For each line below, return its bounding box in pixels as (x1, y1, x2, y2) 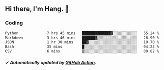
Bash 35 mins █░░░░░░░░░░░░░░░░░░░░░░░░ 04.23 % (5, 45, 160, 49)
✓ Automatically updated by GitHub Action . (5, 59, 97, 65)
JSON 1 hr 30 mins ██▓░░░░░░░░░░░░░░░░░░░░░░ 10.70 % (5, 40, 160, 45)
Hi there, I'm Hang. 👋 (5, 5, 70, 13)
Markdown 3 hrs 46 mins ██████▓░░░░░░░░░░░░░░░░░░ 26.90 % (5, 35, 160, 40)
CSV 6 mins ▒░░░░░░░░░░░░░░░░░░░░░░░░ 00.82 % (5, 49, 160, 54)
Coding (5, 20, 23, 26)
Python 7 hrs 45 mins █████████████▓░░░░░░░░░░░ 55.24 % (5, 30, 160, 36)
